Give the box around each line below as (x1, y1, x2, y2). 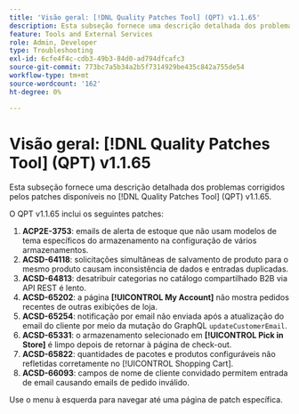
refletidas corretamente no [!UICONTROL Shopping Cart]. (21, 358, 234, 369)
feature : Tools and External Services (9, 29, 153, 38)
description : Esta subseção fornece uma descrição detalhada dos (9, 21, 256, 30)
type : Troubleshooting (9, 46, 93, 55)
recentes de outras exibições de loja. (21, 302, 158, 313)
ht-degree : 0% (9, 87, 62, 96)
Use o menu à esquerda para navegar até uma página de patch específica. (9, 394, 283, 405)
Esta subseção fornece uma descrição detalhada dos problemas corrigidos (9, 182, 286, 192)
